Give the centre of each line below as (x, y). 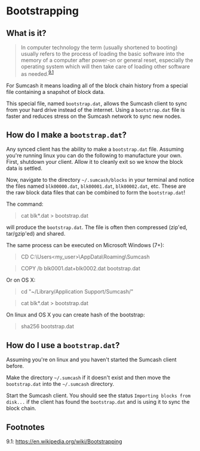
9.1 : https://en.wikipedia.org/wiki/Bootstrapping (64, 441)
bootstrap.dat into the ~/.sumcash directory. (60, 384)
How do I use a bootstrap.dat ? (63, 345)
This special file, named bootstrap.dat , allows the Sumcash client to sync (97, 103)
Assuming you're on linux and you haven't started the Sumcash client (92, 359)
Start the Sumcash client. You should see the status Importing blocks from (99, 395)
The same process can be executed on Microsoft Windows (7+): (85, 245)
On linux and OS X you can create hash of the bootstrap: (76, 315)
